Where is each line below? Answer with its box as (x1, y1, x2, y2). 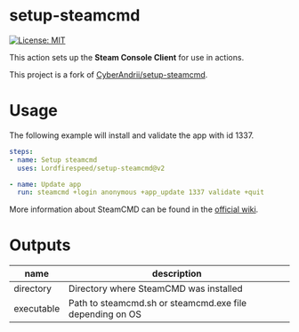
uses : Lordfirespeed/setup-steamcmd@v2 (17, 164, 166, 173)
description (151, 268, 202, 280)
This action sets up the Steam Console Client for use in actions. (9, 52, 245, 62)
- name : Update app (9, 180, 82, 189)
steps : (9, 147, 34, 156)
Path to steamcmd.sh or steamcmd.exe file (68, 297, 247, 310)
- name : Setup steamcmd (9, 155, 98, 165)
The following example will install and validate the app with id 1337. (9, 130, 255, 141)
